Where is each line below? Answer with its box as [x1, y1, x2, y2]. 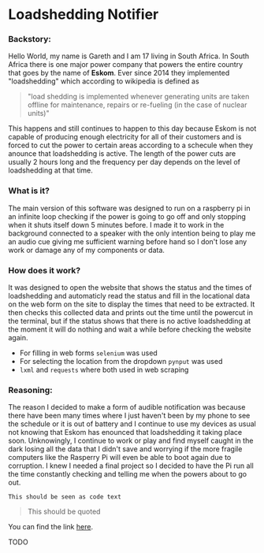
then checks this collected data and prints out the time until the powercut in [8, 308, 254, 317]
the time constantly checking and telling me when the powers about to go [8, 469, 247, 479]
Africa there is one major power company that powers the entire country [8, 60, 244, 69]
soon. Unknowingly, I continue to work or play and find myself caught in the [8, 436, 254, 446]
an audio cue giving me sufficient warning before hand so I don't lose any [8, 236, 247, 246]
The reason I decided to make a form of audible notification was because [8, 403, 246, 412]
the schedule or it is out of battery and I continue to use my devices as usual [8, 419, 256, 429]
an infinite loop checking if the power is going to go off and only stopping [8, 211, 247, 221]
